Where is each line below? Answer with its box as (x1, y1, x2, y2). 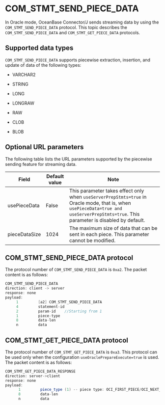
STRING (12, 81, 28, 87)
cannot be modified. (69, 237, 116, 243)
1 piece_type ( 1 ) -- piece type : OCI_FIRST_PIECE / (18, 387, 141, 392)
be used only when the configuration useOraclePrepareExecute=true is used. (5, 354, 160, 360)
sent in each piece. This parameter (69, 231, 149, 238)
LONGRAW (12, 100, 34, 106)
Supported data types (5, 44, 74, 52)
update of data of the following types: (5, 62, 82, 68)
